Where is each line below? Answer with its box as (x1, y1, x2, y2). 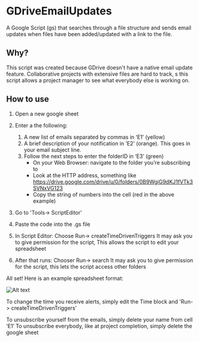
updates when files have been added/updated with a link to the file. (6, 30, 173, 37)
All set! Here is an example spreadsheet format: (6, 275, 124, 282)
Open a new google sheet (14, 110, 79, 117)
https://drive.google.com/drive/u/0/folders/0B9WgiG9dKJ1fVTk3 (32, 178, 193, 185)
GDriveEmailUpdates (6, 4, 112, 18)
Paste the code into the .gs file (14, 221, 91, 228)
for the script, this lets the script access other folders (14, 263, 146, 270)
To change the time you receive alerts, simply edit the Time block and (6, 298, 178, 305)
